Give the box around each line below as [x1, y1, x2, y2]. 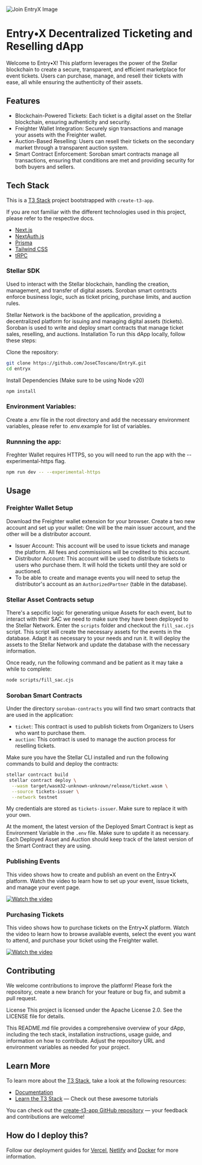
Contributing [6, 966, 55, 976]
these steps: [6, 337, 37, 344]
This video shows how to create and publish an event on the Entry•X [6, 871, 176, 878]
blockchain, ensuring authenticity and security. [14, 118, 131, 126]
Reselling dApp [6, 40, 84, 54]
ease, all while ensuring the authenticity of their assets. [6, 78, 143, 85]
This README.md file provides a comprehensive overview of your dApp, [6, 1024, 185, 1031]
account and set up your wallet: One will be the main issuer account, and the [6, 524, 196, 531]
